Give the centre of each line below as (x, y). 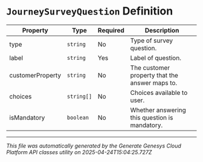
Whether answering (158, 110)
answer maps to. (154, 83)
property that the (154, 75)
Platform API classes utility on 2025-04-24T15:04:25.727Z (79, 152)
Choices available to (159, 92)
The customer (150, 68)
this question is (152, 117)
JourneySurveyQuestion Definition (90, 11)
